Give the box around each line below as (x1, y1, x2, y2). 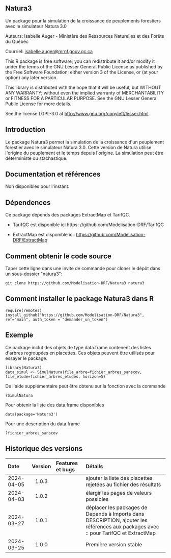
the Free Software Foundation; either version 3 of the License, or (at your (5, 69, 159, 75)
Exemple (5, 331, 34, 339)
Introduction (5, 125, 46, 134)
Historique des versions (5, 444, 83, 453)
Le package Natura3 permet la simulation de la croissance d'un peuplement (5, 139, 164, 145)
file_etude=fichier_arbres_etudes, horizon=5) (5, 374, 106, 379)
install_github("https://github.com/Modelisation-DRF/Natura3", (5, 312, 145, 318)
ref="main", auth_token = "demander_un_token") (5, 317, 108, 322)
